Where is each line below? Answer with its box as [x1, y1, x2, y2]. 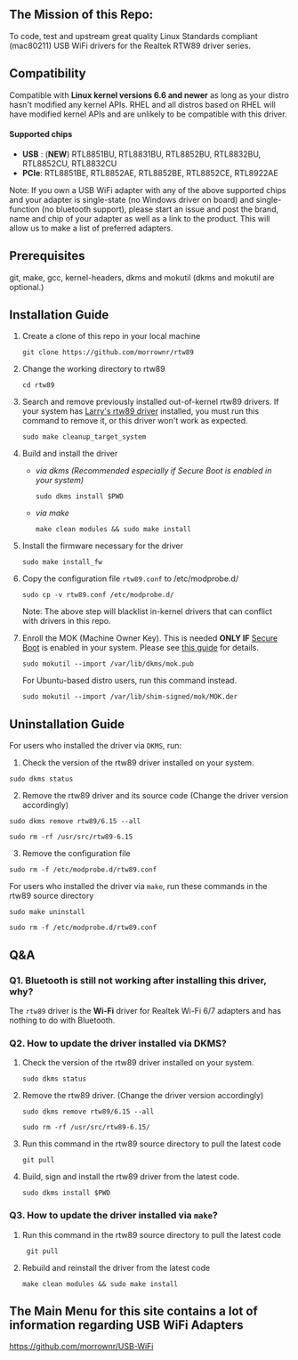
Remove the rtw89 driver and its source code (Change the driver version [21, 790, 289, 801]
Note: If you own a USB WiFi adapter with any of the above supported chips [9, 184, 286, 195]
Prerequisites [9, 248, 85, 263]
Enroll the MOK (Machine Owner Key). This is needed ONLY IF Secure [21, 633, 278, 644]
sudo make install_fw [21, 558, 102, 567]
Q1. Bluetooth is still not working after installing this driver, [9, 974, 267, 986]
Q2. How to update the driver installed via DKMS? [9, 1037, 227, 1049]
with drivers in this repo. [21, 616, 111, 627]
